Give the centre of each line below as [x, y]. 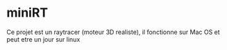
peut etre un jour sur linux [43, 39]
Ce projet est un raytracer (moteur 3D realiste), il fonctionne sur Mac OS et [113, 32]
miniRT [27, 13]
